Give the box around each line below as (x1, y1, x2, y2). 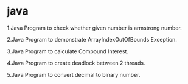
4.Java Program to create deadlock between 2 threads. (7, 59, 145, 66)
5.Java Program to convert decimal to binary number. (7, 71, 141, 78)
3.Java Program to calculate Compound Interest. (7, 47, 128, 55)
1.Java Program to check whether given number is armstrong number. (7, 24, 182, 31)
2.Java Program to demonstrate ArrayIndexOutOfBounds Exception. (7, 36, 177, 43)
